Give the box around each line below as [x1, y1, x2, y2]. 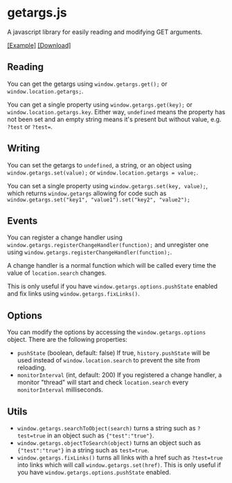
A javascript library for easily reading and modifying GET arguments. [7, 28, 203, 36]
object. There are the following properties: [7, 336, 128, 344]
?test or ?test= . [7, 122, 53, 131]
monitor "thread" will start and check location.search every [17, 379, 189, 387]
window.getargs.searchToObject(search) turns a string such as [17, 424, 196, 432]
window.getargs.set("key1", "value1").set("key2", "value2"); [7, 196, 190, 203]
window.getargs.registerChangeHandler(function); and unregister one [7, 241, 209, 249]
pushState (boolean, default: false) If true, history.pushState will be [17, 349, 211, 357]
